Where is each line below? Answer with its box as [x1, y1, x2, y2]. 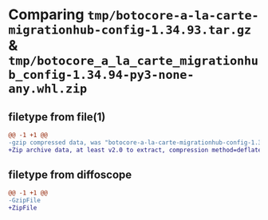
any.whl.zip [8, 81, 88, 96]
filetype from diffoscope [8, 168, 132, 182]
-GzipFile [8, 197, 41, 205]
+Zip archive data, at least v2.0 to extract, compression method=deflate [8, 146, 262, 154]
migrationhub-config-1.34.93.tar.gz [8, 22, 252, 37]
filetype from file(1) [8, 110, 106, 124]
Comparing [8, 6, 85, 24]
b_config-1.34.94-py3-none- [8, 68, 195, 83]
